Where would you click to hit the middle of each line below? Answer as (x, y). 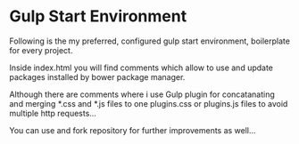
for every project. (41, 50)
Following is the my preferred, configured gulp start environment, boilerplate (149, 41)
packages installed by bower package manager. (97, 76)
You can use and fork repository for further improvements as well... (133, 130)
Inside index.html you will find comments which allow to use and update (141, 68)
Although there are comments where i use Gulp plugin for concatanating (142, 94)
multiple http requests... (53, 113)
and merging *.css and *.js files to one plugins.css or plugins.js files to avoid (149, 103)
